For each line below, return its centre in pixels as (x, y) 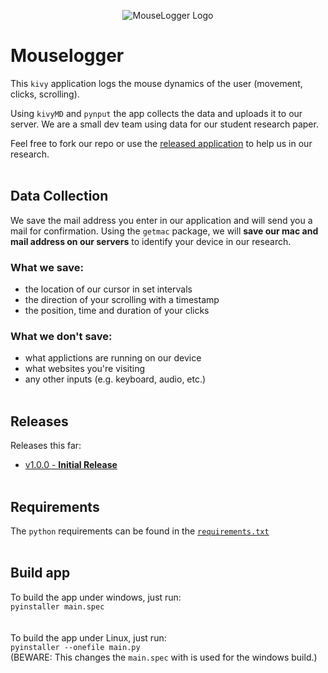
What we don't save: (61, 336)
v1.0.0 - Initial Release (71, 465)
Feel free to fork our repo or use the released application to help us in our (161, 143)
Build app (40, 573)
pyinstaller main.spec (57, 606)
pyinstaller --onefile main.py (75, 647)
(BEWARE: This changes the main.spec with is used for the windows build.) (164, 657)
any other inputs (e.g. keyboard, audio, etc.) (115, 379)
